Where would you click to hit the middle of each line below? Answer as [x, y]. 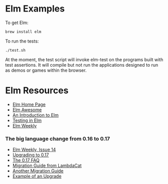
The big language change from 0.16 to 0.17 [58, 138]
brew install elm [23, 32]
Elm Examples [35, 9]
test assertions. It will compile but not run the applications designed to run [82, 65]
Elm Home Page [29, 104]
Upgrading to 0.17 [31, 155]
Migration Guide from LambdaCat [47, 165]
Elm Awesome [27, 110]
